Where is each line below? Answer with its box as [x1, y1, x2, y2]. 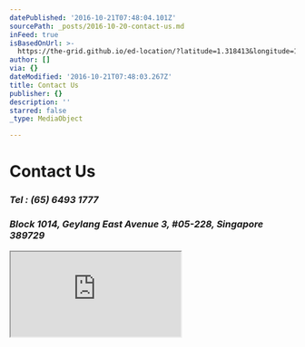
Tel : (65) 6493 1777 [9, 194, 99, 207]
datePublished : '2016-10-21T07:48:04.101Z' [9, 13, 177, 23]
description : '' [9, 97, 71, 107]
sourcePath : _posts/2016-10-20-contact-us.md [9, 22, 184, 31]
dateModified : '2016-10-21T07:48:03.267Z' [9, 72, 172, 82]
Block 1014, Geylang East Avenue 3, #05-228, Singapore [9, 218, 264, 231]
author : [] [9, 55, 51, 64]
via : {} [9, 64, 39, 73]
